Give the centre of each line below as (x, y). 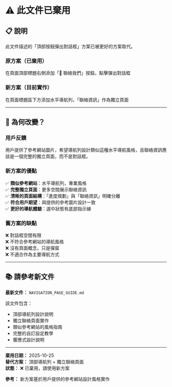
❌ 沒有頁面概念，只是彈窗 (33, 248)
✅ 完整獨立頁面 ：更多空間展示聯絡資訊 (46, 189)
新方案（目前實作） (29, 87)
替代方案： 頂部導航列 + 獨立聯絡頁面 (45, 361)
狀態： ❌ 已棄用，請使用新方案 (38, 368)
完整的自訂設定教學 (33, 333)
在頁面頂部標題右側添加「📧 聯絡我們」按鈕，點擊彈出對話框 (68, 73)
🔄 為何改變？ (25, 122)
